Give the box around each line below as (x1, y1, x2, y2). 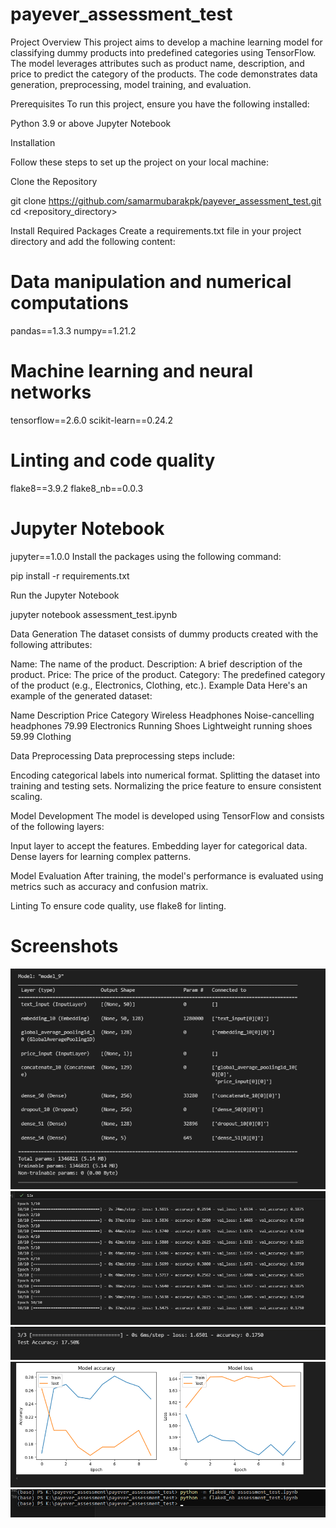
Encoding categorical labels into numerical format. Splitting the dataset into (10, 769, 321, 781)
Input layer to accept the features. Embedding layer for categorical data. (10, 839, 308, 852)
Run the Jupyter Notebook (10, 589, 120, 601)
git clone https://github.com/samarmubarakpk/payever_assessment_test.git (10, 194, 322, 207)
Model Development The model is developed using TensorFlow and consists (10, 809, 325, 822)
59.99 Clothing (10, 730, 72, 742)
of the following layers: (10, 820, 105, 832)
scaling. (10, 790, 43, 802)
